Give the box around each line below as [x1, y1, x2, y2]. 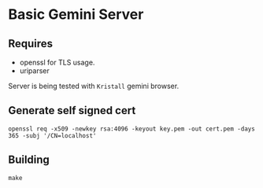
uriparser [19, 66, 50, 76]
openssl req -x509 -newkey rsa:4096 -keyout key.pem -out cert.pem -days [8, 124, 256, 133]
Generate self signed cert [8, 104, 136, 117]
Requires [8, 37, 54, 50]
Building [8, 153, 50, 167]
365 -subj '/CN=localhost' [8, 131, 97, 139]
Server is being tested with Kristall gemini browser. [8, 81, 180, 90]
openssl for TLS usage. [19, 57, 95, 67]
